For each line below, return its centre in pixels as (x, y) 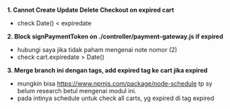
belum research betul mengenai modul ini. (77, 91)
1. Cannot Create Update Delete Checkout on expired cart (91, 10)
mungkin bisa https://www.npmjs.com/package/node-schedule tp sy (115, 84)
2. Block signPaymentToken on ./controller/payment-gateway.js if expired (115, 36)
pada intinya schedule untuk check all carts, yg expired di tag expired (116, 98)
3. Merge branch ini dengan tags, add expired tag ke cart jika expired (107, 70)
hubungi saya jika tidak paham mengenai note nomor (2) (97, 50)
